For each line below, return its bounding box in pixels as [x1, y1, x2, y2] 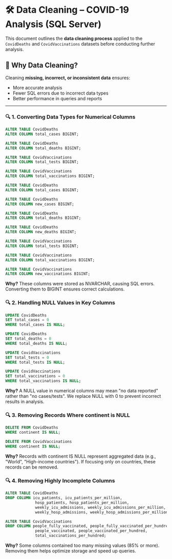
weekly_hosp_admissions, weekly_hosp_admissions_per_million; [35, 509, 170, 515]
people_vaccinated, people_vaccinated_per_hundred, [35, 528, 147, 533]
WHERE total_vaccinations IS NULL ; [5, 378, 81, 384]
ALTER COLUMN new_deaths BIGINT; [5, 230, 77, 235]
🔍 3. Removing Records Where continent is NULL [5, 412, 131, 419]
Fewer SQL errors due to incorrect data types [12, 90, 109, 96]
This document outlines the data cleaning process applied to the [5, 35, 143, 41]
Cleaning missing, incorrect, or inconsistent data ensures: [5, 75, 131, 81]
